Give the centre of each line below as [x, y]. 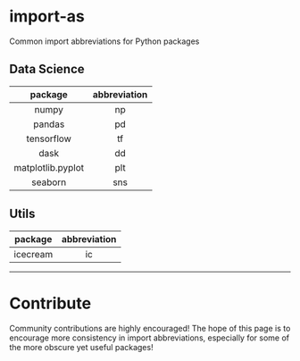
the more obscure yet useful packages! [81, 347]
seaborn [49, 182]
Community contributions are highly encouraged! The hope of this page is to [150, 328]
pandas [49, 124]
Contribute [50, 303]
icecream [33, 254]
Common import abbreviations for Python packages [104, 41]
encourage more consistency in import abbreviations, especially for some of [150, 338]
